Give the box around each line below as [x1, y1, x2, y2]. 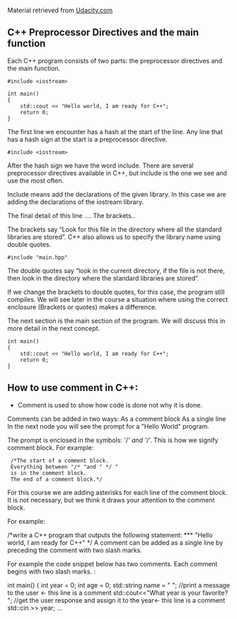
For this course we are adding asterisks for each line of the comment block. [7, 488, 228, 496]
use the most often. [7, 176, 64, 185]
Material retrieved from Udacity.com [7, 6, 113, 14]
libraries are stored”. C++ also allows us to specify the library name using [7, 232, 221, 241]
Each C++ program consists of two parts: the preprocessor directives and [7, 56, 223, 65]
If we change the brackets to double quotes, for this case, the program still [7, 287, 225, 296]
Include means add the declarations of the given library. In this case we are [7, 190, 226, 198]
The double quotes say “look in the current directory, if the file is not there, [7, 266, 225, 275]
